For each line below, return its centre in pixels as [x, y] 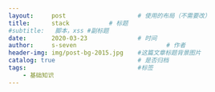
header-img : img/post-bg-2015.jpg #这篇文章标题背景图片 [105, 53]
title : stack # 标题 [68, 23]
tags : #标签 [81, 68]
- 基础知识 [39, 75]
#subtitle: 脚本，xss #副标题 [59, 30]
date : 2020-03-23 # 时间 [83, 38]
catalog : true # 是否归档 [89, 61]
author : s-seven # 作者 [97, 46]
